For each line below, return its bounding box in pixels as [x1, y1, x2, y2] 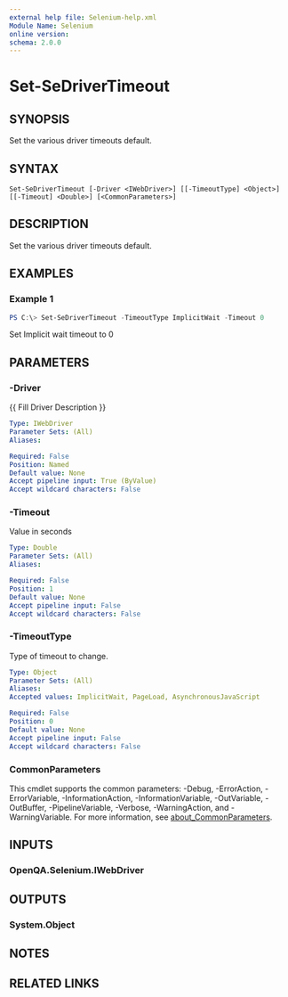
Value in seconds [9, 527, 73, 537]
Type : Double [9, 543, 58, 552]
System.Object [9, 919, 76, 931]
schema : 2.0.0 [9, 37, 62, 47]
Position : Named [9, 460, 69, 469]
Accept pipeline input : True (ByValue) [9, 477, 157, 486]
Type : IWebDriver [9, 420, 74, 429]
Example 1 [9, 293, 54, 306]
